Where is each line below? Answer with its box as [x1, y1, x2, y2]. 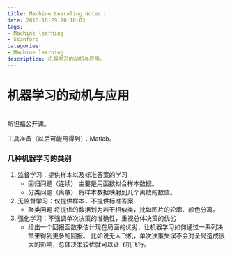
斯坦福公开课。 [7, 119, 50, 127]
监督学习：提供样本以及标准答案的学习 [17, 170, 127, 178]
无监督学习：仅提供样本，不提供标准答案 [17, 196, 134, 205]
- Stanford [7, 36, 39, 43]
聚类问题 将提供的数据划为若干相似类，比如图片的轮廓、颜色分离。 [27, 205, 219, 213]
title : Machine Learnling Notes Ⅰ [7, 10, 106, 17]
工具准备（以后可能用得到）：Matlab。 [7, 134, 116, 143]
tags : [7, 23, 23, 30]
